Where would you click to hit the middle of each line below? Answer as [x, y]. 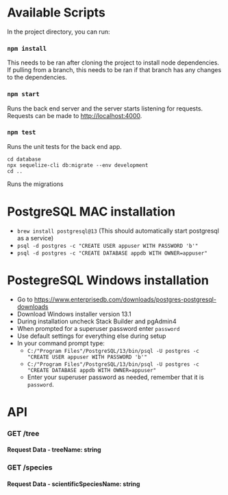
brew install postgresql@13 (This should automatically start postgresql [118, 231]
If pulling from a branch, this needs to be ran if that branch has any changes [114, 70]
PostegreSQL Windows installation [108, 280]
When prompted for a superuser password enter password [98, 328]
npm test [22, 133]
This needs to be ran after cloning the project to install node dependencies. [113, 62]
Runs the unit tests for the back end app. [64, 146]
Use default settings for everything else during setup [91, 336]
